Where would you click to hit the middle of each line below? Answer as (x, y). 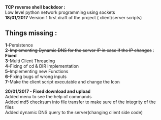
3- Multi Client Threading (30, 61)
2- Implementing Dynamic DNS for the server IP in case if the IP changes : (80, 50)
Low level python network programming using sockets (60, 12)
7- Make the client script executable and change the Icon (62, 81)
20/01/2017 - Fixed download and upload (48, 91)
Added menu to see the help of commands (48, 96)
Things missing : (31, 33)
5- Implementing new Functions (37, 71)
